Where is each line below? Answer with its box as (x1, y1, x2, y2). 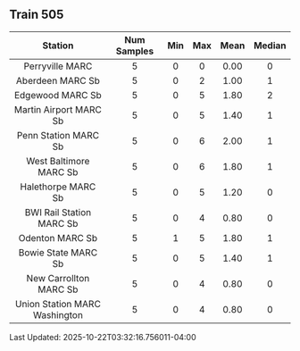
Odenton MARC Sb (18, 231, 98, 244)
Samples (115, 45, 154, 57)
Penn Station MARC (16, 129, 100, 141)
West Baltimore (26, 155, 90, 167)
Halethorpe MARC (20, 180, 96, 193)
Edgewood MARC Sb (13, 88, 103, 101)
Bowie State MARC (18, 246, 98, 258)
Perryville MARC (23, 60, 93, 72)
